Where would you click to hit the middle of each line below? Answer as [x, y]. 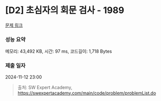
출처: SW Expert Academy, [45, 87]
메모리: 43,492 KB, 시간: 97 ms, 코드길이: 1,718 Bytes [59, 51]
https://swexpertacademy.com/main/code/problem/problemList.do [87, 93]
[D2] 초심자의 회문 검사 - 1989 [65, 10]
